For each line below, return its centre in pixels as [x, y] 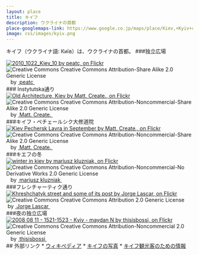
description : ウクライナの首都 [41, 23]
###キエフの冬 [24, 154]
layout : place [24, 12]
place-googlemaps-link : [36, 28]
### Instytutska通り [31, 89]
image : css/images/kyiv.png [41, 34]
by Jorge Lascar [28, 206]
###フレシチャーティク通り [39, 187]
